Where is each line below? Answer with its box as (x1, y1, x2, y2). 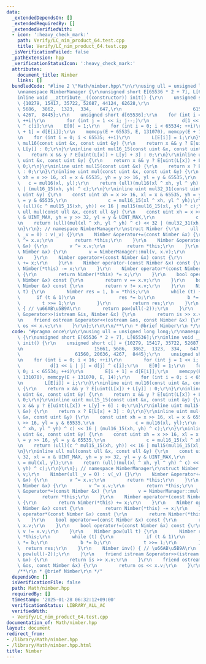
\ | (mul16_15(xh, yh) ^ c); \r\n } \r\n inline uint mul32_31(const (17, 186, 188, 192)
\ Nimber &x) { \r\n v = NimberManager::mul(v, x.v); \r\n (17, 249, 185, 255)
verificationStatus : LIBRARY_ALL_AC (12, 602, 105, 608)
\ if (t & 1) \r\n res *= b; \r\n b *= (17, 294, 199, 301)
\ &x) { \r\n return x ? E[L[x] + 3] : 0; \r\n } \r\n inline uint (17, 409, 188, 415)
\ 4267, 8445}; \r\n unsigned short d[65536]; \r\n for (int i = (17, 112, 202, 118)
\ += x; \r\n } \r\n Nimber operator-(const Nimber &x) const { (17, 260, 196, 266)
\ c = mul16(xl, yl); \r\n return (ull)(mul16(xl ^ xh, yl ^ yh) (17, 180, 199, 187)
